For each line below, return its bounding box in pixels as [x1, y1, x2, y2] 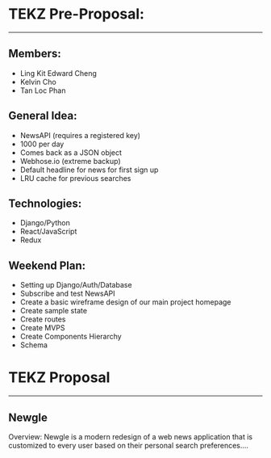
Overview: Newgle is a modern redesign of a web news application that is [8, 431, 252, 441]
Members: [8, 47, 62, 61]
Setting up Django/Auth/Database [19, 280, 132, 290]
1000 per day [19, 139, 65, 149]
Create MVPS [19, 323, 65, 333]
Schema [19, 340, 48, 350]
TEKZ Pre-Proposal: [8, 5, 145, 23]
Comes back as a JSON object [19, 147, 123, 158]
